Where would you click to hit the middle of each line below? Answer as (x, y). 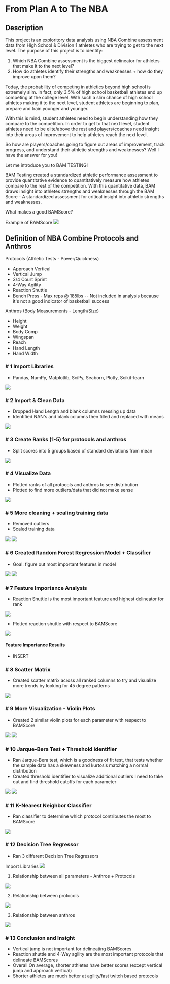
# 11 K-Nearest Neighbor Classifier (48, 805)
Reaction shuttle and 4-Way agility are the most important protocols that (88, 954)
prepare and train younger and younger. (47, 108)
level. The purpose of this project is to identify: (54, 51)
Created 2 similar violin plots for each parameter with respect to (79, 720)
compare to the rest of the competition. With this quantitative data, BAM (80, 186)
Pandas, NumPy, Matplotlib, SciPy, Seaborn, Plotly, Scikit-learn (78, 378)
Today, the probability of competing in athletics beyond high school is (78, 87)
